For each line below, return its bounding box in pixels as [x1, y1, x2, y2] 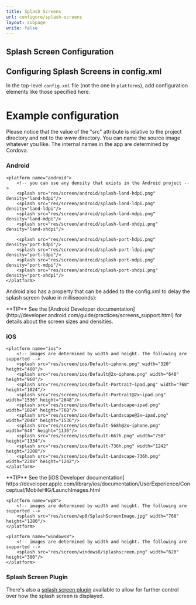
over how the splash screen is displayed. [6, 593, 104, 600]
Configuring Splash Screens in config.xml [6, 67, 162, 77]
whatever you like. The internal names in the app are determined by [6, 141, 169, 148]
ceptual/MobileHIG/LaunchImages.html [6, 486, 101, 493]
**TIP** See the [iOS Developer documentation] [6, 474, 125, 481]
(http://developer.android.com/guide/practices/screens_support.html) [6, 311, 174, 318]
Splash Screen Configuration [6, 46, 114, 56]
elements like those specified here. [6, 89, 91, 96]
